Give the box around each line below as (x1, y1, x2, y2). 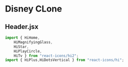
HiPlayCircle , (14, 49, 42, 54)
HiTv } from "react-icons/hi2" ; (14, 53, 79, 58)
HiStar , (14, 44, 29, 49)
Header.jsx (5, 23, 39, 31)
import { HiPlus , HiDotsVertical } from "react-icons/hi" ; (5, 58, 124, 63)
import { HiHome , (5, 35, 40, 40)
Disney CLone (5, 3, 62, 14)
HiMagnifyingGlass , (14, 40, 53, 44)
